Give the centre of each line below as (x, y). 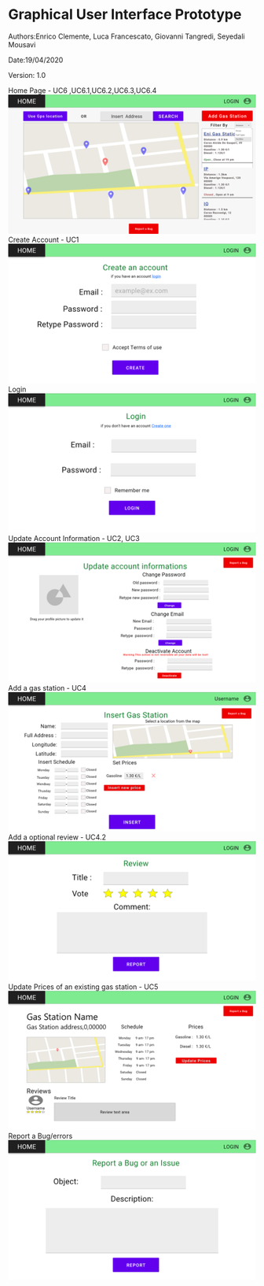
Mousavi (22, 44)
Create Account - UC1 (44, 240)
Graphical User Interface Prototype (125, 15)
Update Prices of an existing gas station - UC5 (83, 987)
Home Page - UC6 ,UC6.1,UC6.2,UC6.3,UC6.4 (82, 90)
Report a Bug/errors (40, 1136)
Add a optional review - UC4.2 (57, 837)
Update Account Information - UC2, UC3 (74, 539)
